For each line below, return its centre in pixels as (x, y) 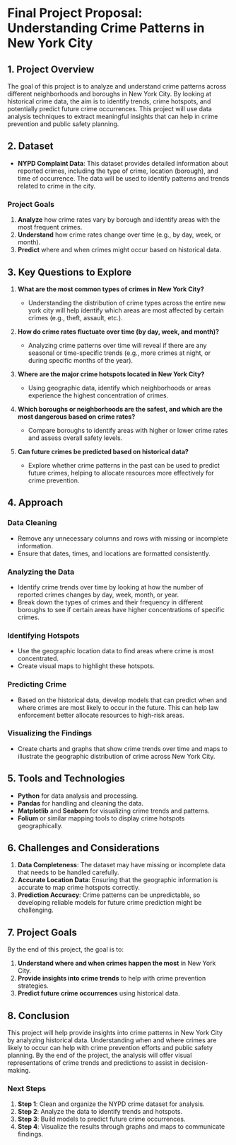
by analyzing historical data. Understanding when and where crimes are (112, 1040)
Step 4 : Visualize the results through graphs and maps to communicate (121, 1127)
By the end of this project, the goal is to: (65, 949)
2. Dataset (30, 146)
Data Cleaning (32, 523)
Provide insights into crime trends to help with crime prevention (112, 978)
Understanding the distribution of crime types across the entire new (127, 303)
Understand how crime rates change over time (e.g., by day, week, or (119, 235)
